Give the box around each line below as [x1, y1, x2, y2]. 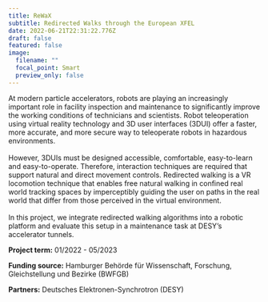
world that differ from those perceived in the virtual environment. [8, 195, 222, 205]
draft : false [8, 34, 52, 42]
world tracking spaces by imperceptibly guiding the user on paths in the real [8, 187, 260, 196]
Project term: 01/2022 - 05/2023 [8, 245, 118, 255]
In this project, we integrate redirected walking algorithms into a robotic [8, 212, 244, 222]
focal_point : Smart [15, 64, 81, 72]
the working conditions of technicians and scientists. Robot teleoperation [8, 110, 250, 120]
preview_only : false [15, 71, 84, 79]
